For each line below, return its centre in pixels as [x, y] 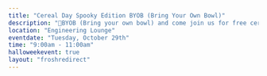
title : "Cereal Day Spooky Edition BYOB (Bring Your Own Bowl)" [117, 15]
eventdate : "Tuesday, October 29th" [69, 38]
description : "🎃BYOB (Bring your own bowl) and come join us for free [128, 23]
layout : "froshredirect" [49, 60]
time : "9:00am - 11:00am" [51, 45]
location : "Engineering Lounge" [62, 30]
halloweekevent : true [44, 52]
